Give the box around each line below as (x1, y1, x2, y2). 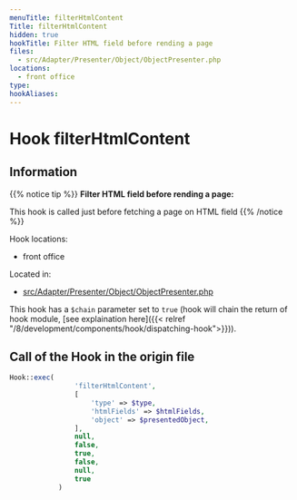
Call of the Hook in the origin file (9, 348, 195, 364)
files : (9, 47, 35, 56)
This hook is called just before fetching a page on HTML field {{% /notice (9, 206, 283, 217)
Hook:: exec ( (9, 373, 54, 382)
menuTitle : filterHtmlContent (9, 13, 124, 23)
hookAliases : (9, 89, 59, 98)
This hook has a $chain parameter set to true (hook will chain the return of (9, 303, 288, 314)
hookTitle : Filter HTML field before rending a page (9, 38, 213, 48)
